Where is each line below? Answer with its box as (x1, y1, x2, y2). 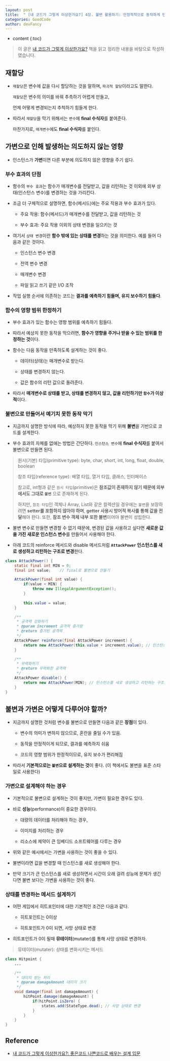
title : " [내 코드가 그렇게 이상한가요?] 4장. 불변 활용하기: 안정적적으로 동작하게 (5, 12, 160, 17)
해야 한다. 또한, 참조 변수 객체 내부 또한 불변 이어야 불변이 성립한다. (22, 514, 152, 520)
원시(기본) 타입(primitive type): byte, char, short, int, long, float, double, (17, 457, 164, 463)
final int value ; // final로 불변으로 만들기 (14, 568, 110, 573)
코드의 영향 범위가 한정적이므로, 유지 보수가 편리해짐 (20, 752, 123, 758)
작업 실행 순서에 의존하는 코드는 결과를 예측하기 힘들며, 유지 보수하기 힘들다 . (12, 293, 162, 299)
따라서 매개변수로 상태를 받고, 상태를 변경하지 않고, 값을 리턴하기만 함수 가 (12, 390, 155, 396)
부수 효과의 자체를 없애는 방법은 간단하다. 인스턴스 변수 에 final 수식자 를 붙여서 (12, 440, 164, 446)
